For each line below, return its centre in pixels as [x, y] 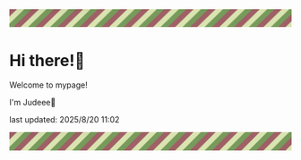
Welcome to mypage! [48, 85]
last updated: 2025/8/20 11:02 [64, 120]
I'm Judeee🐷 [33, 103]
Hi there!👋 [47, 60]
